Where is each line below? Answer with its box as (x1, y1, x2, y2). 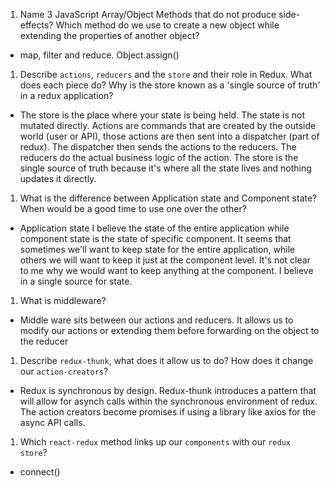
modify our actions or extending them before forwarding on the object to (19, 325, 320, 336)
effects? (19, 19, 54, 31)
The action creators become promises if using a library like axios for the (19, 406, 317, 418)
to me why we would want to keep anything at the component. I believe (19, 265, 314, 276)
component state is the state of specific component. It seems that (19, 233, 292, 244)
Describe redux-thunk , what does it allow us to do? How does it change (19, 355, 314, 366)
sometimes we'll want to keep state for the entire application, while (19, 244, 296, 255)
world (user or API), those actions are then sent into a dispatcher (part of (19, 130, 320, 142)
